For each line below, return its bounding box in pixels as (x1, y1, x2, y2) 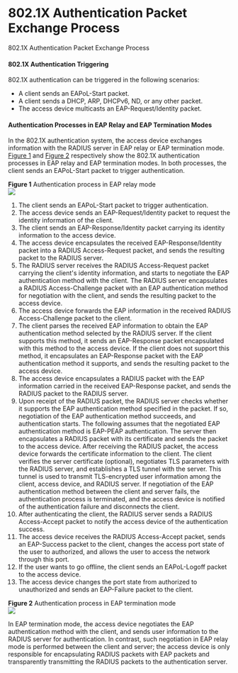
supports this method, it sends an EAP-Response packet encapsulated (18, 337, 225, 345)
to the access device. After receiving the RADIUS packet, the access (18, 442, 219, 451)
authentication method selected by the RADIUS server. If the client (18, 329, 212, 338)
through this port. (18, 555, 69, 564)
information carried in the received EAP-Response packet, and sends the (18, 382, 232, 391)
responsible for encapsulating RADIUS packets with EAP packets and (8, 650, 210, 659)
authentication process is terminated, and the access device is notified (18, 495, 225, 504)
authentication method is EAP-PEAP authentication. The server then (18, 427, 217, 435)
